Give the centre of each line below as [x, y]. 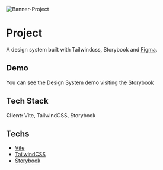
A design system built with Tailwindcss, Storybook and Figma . [82, 49]
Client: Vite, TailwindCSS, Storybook [51, 115]
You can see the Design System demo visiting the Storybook [80, 82]
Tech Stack [27, 101]
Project [24, 33]
